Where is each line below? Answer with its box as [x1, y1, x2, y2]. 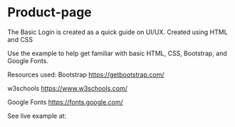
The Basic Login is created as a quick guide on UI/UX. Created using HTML [7, 28, 228, 36]
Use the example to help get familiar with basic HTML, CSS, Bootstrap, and [7, 49, 228, 57]
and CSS [7, 35, 33, 43]
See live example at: [7, 111, 66, 120]
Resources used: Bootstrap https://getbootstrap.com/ [7, 70, 165, 79]
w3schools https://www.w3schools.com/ [7, 84, 128, 92]
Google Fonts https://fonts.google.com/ [7, 97, 123, 106]
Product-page [7, 4, 93, 21]
